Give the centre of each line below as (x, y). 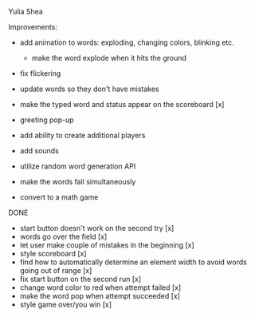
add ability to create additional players (82, 135)
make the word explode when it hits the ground (109, 58)
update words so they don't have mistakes (89, 89)
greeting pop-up (47, 120)
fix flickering (40, 73)
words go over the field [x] (63, 236)
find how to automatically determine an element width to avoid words (133, 262)
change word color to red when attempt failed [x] (100, 287)
